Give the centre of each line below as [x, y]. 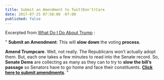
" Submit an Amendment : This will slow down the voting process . [73, 42]
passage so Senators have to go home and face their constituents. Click [79, 67]
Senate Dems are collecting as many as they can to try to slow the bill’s [78, 62]
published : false [23, 19]
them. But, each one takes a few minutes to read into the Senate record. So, [82, 57]
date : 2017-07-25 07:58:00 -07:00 [41, 14]
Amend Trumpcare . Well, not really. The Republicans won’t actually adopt [80, 52]
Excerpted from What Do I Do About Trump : [50, 33]
